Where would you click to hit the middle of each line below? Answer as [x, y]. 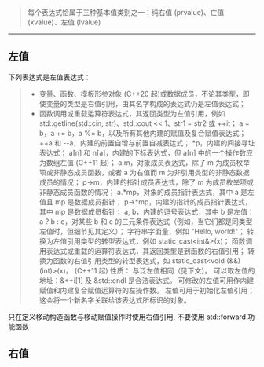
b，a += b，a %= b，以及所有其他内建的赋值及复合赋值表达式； [143, 133]
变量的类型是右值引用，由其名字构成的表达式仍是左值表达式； [146, 103]
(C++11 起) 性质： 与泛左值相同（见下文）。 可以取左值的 [165, 270]
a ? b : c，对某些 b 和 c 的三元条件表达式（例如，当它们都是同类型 [146, 221]
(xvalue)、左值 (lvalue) [64, 22]
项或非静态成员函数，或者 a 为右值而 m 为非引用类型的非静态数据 [144, 172]
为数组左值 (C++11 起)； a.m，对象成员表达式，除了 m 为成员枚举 [145, 162]
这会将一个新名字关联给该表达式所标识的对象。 [115, 300]
